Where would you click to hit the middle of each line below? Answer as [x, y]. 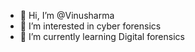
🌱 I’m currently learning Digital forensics [102, 36]
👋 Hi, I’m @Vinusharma [67, 15]
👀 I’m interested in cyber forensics [90, 26]
